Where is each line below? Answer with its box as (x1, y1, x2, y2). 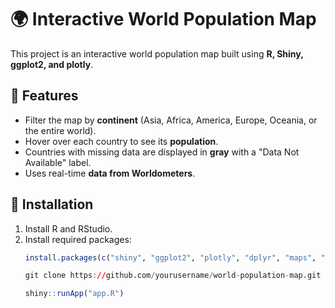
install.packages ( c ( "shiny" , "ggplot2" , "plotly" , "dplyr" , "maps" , (24, 252, 317, 263)
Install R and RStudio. (24, 222, 113, 235)
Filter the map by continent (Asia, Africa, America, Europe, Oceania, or (24, 114, 318, 126)
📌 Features (10, 87, 79, 105)
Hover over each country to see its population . (24, 135, 219, 147)
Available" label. (24, 156, 92, 168)
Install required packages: (24, 233, 132, 245)
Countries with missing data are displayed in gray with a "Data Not (24, 146, 300, 158)
